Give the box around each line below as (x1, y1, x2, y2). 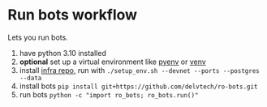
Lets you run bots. (7, 32, 68, 42)
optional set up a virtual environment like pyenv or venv (19, 57, 206, 66)
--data (19, 74, 42, 82)
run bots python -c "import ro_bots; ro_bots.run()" (19, 89, 199, 99)
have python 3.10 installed (19, 48, 106, 58)
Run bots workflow (7, 6, 138, 24)
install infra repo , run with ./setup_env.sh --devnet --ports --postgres (19, 65, 261, 75)
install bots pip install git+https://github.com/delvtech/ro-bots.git (19, 81, 258, 91)
